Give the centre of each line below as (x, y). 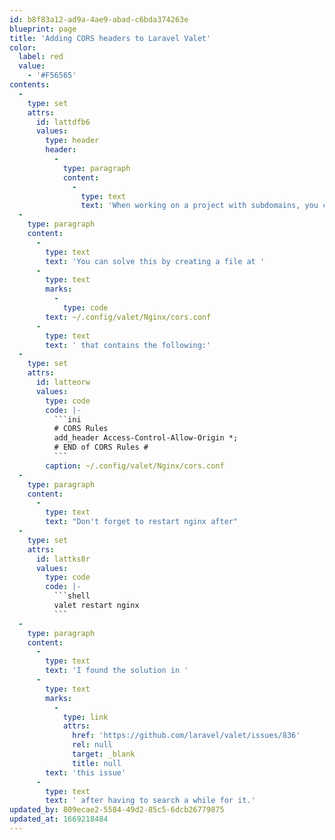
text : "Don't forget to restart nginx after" (142, 522)
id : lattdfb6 (63, 122)
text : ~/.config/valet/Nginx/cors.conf (128, 317)
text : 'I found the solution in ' (117, 671)
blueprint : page (43, 29)
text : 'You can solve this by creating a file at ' (155, 261)
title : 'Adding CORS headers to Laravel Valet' (110, 38)
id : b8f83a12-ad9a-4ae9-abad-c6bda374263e (99, 19)
